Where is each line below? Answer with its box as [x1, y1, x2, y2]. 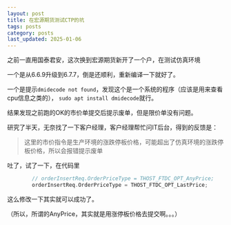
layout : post [7, 10, 45, 17]
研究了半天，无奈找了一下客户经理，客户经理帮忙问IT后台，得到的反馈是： [7, 123, 219, 132]
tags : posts [7, 23, 41, 30]
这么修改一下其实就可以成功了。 [7, 195, 98, 203]
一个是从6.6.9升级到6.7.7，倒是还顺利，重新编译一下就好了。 [7, 71, 179, 79]
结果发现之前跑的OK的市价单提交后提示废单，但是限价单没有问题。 [7, 109, 198, 117]
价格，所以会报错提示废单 [30, 147, 103, 155]
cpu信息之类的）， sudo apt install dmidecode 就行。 [7, 94, 157, 102]
